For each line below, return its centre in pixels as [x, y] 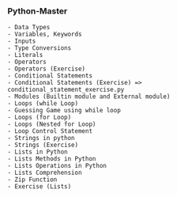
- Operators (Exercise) [47, 69]
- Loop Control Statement [50, 131]
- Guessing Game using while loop [64, 111]
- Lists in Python [38, 152]
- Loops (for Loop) [40, 117]
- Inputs [22, 41]
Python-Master [38, 11]
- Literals [25, 55]
